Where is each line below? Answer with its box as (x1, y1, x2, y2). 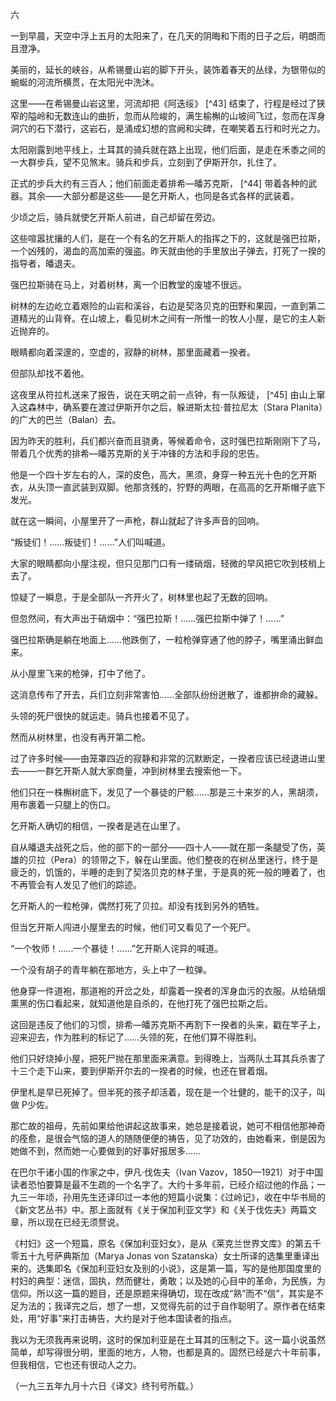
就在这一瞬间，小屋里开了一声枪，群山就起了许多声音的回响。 (10, 515, 265, 527)
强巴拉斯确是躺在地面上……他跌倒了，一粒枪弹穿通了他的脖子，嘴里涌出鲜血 (10, 634, 324, 645)
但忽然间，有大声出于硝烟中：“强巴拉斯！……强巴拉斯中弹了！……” (10, 613, 285, 624)
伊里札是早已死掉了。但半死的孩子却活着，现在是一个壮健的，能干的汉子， (10, 1086, 317, 1098)
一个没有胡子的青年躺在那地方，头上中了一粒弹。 (10, 964, 212, 975)
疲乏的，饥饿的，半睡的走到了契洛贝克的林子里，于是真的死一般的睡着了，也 (10, 866, 326, 878)
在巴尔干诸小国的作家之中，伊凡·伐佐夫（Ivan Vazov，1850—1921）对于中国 (10, 1166, 324, 1178)
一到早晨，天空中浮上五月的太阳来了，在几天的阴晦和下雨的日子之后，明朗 (10, 30, 317, 42)
